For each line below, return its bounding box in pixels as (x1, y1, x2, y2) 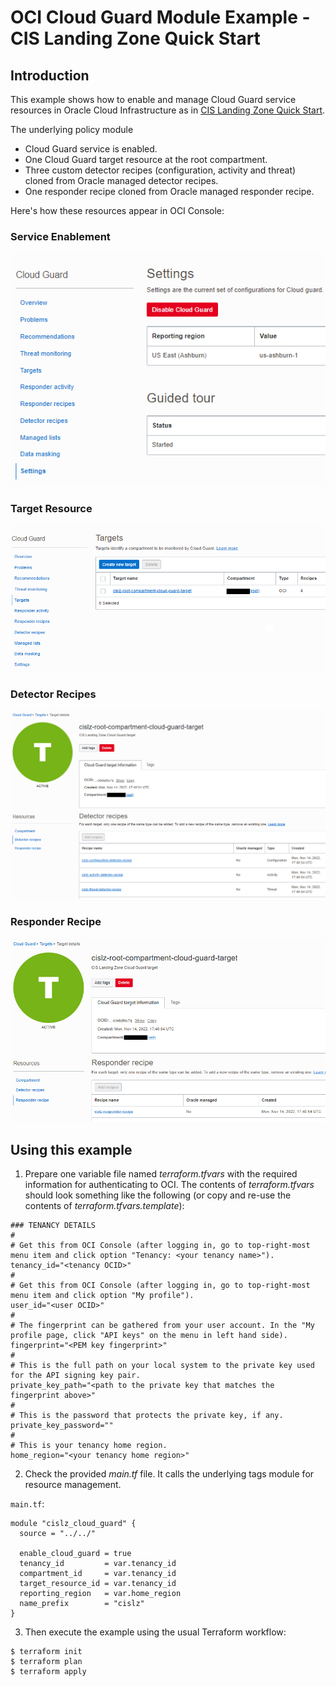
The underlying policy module (10, 124, 134, 135)
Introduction (10, 67, 90, 84)
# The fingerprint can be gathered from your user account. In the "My (10, 1321, 315, 1331)
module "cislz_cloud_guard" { (10, 1519, 137, 1529)
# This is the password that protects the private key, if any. (10, 1411, 284, 1421)
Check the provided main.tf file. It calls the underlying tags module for (24, 1468, 315, 1480)
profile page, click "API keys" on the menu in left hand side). (10, 1331, 288, 1341)
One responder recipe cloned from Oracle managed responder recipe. (24, 186, 315, 197)
